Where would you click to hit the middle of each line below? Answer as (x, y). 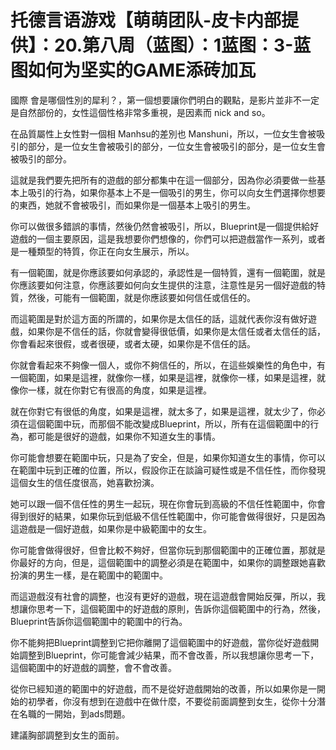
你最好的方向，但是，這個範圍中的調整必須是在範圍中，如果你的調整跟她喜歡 (168, 562)
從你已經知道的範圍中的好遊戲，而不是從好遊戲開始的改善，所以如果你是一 (163, 688)
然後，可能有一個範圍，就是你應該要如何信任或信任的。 (141, 297)
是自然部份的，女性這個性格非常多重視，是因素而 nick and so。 (140, 112)
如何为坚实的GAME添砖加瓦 (142, 70)
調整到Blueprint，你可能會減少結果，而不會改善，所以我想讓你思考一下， (169, 655)
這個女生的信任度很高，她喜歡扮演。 (85, 482)
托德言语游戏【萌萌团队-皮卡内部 (146, 20)
